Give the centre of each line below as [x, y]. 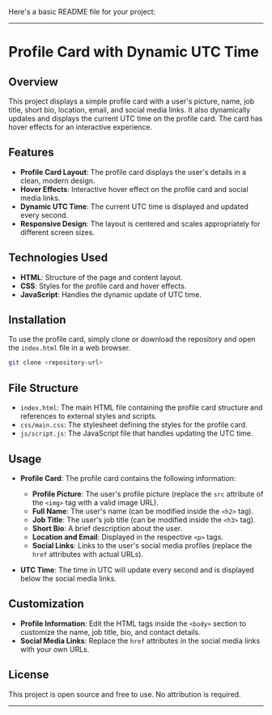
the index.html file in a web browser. [70, 348]
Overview [34, 81]
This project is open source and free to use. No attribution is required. [125, 694]
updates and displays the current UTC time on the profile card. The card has [136, 118]
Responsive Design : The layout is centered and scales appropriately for [140, 223]
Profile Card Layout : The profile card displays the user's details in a [133, 172]
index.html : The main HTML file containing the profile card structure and [141, 407]
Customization [47, 604]
